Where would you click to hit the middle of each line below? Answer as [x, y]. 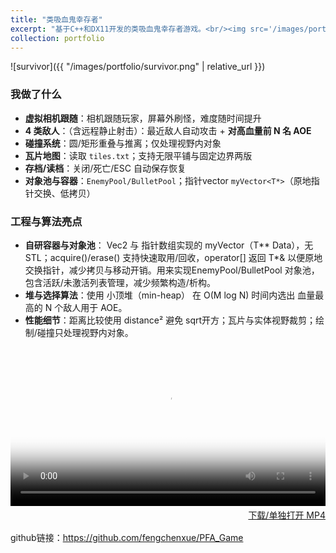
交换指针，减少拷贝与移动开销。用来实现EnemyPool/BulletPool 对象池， [172, 270]
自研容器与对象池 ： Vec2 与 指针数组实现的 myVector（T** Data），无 [169, 245]
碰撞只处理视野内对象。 [85, 332]
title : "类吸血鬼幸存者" [56, 19]
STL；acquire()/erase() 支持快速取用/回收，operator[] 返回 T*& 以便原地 [173, 257]
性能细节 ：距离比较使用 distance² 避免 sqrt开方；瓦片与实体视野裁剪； [170, 320]
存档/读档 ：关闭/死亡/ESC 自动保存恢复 [105, 168]
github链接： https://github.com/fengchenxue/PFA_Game [127, 537]
